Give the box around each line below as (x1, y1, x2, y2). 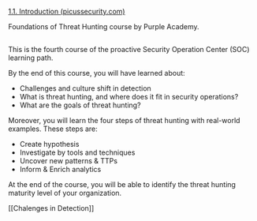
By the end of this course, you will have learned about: (8, 69, 185, 78)
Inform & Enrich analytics (19, 165, 102, 174)
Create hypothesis (19, 140, 80, 149)
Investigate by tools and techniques (19, 148, 136, 157)
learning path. (8, 53, 54, 62)
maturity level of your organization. (8, 189, 122, 198)
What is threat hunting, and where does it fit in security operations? (19, 92, 239, 102)
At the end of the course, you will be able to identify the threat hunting (8, 180, 237, 189)
